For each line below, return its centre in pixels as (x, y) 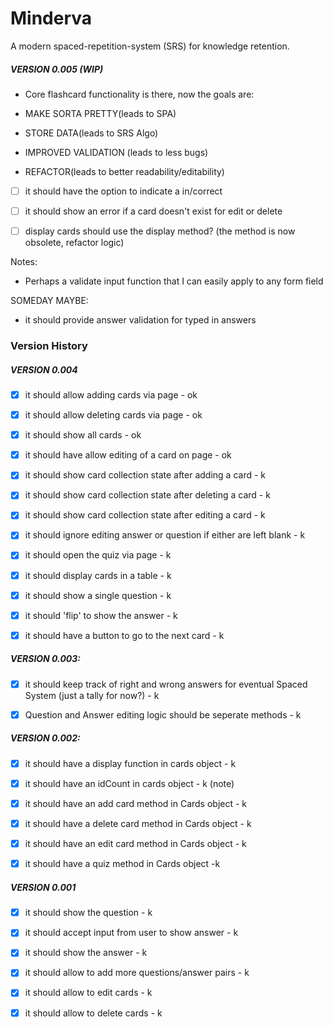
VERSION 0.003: (45, 659)
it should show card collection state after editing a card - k (145, 515)
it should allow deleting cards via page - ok (113, 415)
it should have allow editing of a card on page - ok (128, 455)
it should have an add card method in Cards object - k (136, 803)
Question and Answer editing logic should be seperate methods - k (163, 714)
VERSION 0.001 (43, 887)
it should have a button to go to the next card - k (124, 635)
